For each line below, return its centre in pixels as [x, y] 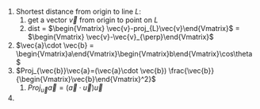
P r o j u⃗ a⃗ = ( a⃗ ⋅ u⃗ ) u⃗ [65, 88]
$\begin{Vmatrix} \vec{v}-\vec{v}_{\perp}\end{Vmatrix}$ [120, 37]
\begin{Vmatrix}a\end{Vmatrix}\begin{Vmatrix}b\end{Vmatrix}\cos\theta [134, 54]
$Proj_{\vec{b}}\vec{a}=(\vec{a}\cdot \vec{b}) [91, 70]
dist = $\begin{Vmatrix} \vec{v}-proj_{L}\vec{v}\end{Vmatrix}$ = [134, 28]
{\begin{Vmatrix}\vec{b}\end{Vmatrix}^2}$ [86, 79]
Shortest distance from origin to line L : [78, 12]
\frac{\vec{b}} [191, 70]
